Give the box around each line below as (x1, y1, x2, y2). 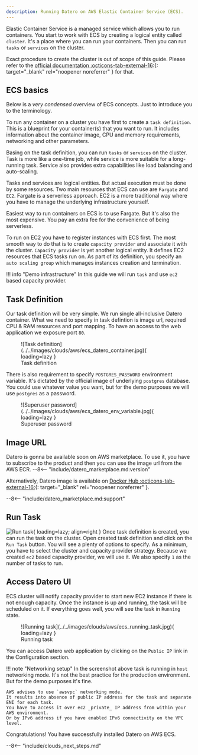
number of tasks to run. (6, 559, 63, 567)
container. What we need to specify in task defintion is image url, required (6, 316, 186, 323)
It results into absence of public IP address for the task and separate (6, 694, 192, 700)
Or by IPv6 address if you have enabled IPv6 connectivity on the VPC (6, 715, 184, 721)
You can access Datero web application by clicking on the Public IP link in (6, 647, 188, 654)
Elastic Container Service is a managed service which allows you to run (6, 25, 180, 32)
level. (6, 720, 22, 726)
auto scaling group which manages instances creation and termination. (6, 259, 181, 267)
